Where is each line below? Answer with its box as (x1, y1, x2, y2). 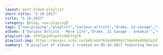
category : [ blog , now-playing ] (5, 20, 68, 25)
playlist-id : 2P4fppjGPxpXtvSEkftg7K (5, 34, 81, 39)
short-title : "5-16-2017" (5, 11, 57, 16)
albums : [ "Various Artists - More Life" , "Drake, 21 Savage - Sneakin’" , (5, 29, 155, 34)
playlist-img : (5, 38, 34, 43)
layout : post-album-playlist (5, 7, 64, 12)
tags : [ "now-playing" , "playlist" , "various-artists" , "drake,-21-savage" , (5, 25, 155, 30)
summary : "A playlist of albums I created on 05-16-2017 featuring (5, 43, 145, 47)
